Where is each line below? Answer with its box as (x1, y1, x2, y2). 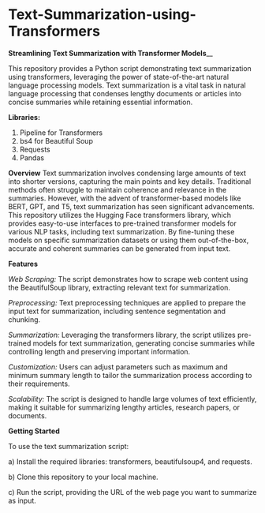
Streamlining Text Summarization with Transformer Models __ (8, 48, 213, 58)
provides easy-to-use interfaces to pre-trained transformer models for (8, 219, 237, 228)
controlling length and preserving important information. (8, 346, 191, 356)
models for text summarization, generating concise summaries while (32, 338, 255, 348)
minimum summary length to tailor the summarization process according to (8, 370, 252, 380)
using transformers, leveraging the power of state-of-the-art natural (8, 72, 230, 81)
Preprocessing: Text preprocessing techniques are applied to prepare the (8, 298, 246, 307)
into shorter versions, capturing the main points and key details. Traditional (8, 176, 252, 186)
